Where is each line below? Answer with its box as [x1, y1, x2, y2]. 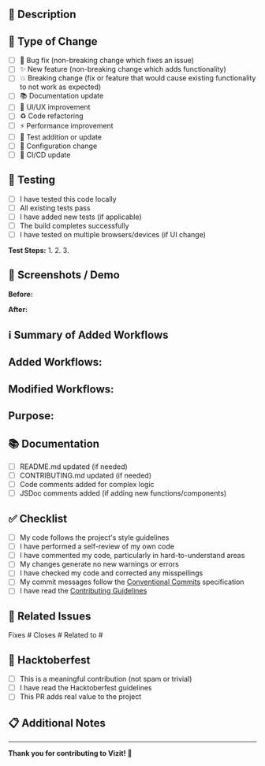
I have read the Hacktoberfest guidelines [19, 683, 152, 693]
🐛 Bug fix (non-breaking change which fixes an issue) [19, 56, 195, 65]
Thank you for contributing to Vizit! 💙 [8, 749, 132, 758]
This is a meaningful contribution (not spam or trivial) [19, 675, 192, 684]
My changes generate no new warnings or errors [19, 560, 179, 569]
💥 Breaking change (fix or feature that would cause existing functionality [19, 73, 256, 83]
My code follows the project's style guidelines [19, 533, 170, 542]
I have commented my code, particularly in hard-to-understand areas [19, 551, 245, 560]
